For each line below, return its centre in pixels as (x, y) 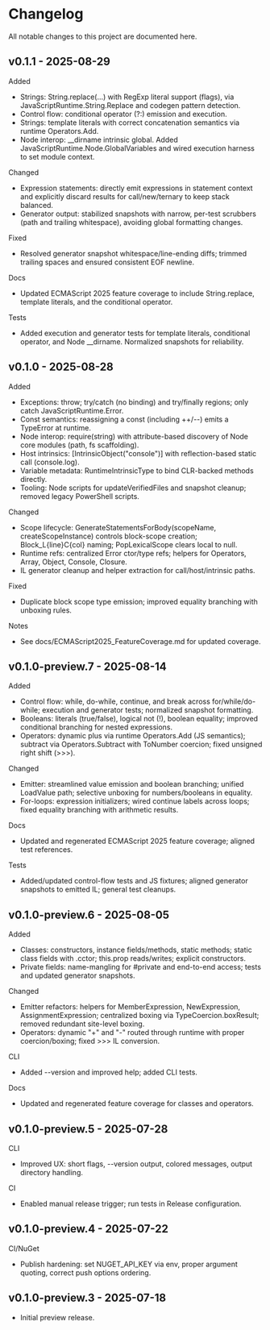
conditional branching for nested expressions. (96, 727)
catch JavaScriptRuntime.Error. (72, 410)
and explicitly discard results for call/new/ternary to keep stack (125, 196)
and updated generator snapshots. (77, 975)
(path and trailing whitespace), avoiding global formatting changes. (131, 222)
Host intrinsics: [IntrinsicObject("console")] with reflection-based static (138, 453)
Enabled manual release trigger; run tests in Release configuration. (131, 1203)
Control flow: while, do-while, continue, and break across (115, 701)
